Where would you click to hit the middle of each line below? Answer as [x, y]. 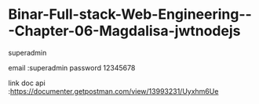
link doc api [27, 83]
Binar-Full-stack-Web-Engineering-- [130, 14]
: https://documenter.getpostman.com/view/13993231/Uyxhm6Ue [113, 91]
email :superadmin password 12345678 [72, 67]
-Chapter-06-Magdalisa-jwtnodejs [124, 31]
